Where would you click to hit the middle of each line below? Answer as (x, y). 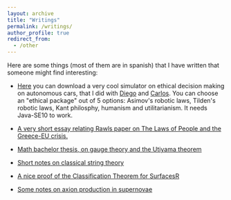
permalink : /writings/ (40, 26)
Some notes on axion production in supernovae (85, 189)
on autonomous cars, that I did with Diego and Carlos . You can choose (118, 93)
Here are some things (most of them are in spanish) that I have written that (113, 65)
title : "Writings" (34, 20)
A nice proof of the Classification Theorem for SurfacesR (98, 176)
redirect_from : (29, 39)
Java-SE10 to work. (45, 115)
